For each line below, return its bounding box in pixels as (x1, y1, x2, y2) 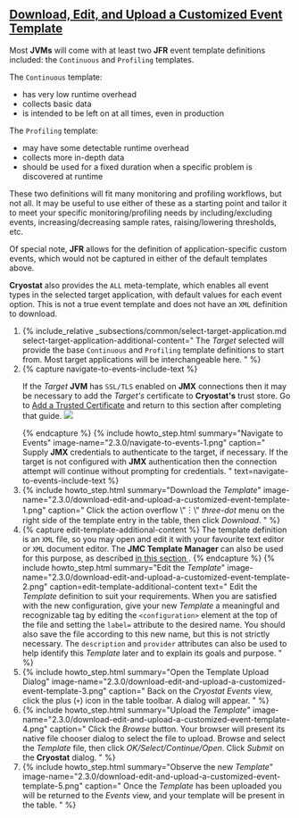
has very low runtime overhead (21, 88, 137, 99)
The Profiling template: (9, 125, 99, 136)
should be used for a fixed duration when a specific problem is (21, 161, 253, 172)
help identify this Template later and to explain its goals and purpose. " (21, 647, 283, 658)
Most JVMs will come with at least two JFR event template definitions (9, 45, 266, 55)
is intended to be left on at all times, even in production (21, 107, 225, 119)
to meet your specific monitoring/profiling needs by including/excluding (9, 207, 272, 218)
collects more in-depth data (21, 152, 125, 163)
